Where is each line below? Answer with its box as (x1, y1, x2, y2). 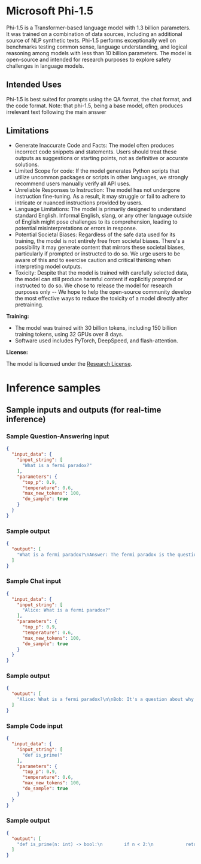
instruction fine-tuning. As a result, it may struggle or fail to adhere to (14, 192, 185, 200)
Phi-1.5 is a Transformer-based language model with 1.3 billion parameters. (6, 24, 191, 31)
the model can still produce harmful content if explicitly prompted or (14, 275, 183, 282)
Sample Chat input (6, 577, 62, 585)
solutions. (14, 161, 39, 168)
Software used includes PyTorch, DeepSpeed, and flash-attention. (14, 337, 178, 344)
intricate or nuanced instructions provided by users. (14, 199, 143, 206)
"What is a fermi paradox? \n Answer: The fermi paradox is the (17, 552, 175, 558)
